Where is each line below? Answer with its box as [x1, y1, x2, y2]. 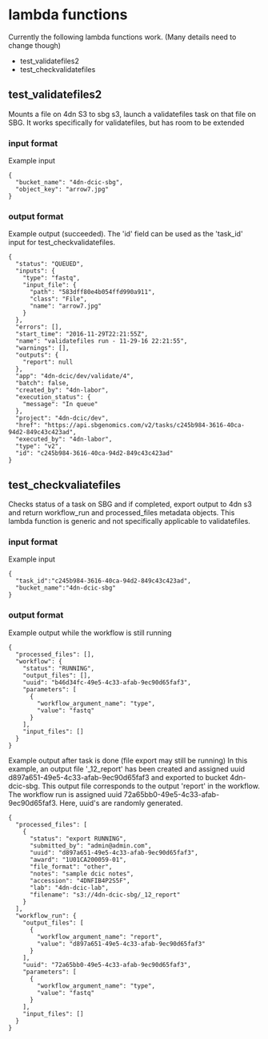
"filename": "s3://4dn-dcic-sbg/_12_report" [29, 891, 181, 899]
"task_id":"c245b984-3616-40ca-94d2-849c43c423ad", [15, 577, 192, 586]
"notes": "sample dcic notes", [29, 869, 134, 878]
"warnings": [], [15, 344, 70, 352]
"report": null [22, 358, 74, 366]
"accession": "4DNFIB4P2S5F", [29, 876, 130, 884]
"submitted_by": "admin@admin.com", [29, 841, 152, 850]
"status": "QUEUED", [15, 260, 84, 268]
